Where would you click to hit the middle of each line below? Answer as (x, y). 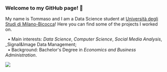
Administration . (21, 55)
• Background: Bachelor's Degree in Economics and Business (72, 50)
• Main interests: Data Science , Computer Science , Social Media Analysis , (85, 39)
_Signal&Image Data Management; (41, 44)
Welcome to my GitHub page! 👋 (44, 8)
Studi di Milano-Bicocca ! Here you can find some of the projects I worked (81, 24)
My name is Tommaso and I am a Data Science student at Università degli (82, 19)
